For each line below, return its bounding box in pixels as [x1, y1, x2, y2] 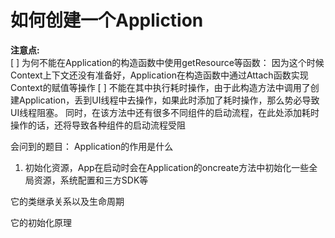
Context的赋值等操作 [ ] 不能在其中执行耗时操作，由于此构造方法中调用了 [10, 81, 311, 93]
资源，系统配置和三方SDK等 [33, 174, 149, 186]
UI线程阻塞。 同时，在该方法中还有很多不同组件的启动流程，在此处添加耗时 [10, 106, 320, 118]
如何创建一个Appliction [10, 9, 204, 32]
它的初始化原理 [10, 216, 72, 228]
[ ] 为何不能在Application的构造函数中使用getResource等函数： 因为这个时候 [10, 56, 325, 68]
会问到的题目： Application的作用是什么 [10, 140, 174, 152]
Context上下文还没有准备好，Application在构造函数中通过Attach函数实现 [10, 69, 309, 81]
